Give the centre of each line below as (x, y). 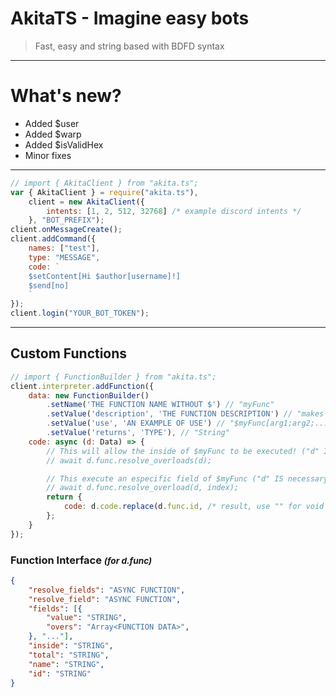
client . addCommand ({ (53, 239)
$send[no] (49, 285)
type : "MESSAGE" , (64, 257)
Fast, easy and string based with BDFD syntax (129, 46)
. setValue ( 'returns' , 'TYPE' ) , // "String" (138, 433)
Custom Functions (69, 353)
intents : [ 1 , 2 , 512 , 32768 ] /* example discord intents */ (174, 211)
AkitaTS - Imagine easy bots (130, 18)
